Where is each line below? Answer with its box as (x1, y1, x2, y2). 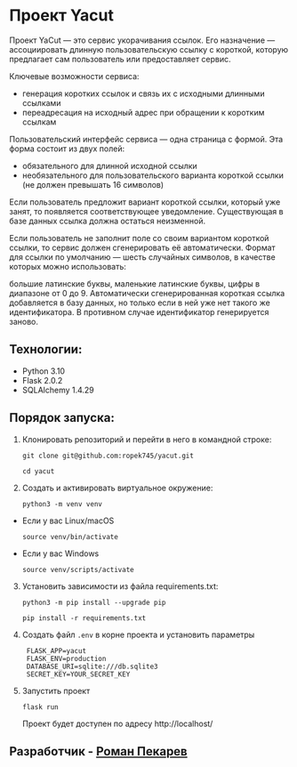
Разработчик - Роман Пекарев (9, 744, 189, 759)
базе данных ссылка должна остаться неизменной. (9, 215, 206, 226)
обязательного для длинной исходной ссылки (21, 160, 197, 171)
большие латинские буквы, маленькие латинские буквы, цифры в (9, 278, 261, 289)
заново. (9, 316, 38, 327)
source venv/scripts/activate (21, 565, 135, 574)
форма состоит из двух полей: (9, 143, 125, 154)
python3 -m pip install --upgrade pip (21, 598, 166, 607)
